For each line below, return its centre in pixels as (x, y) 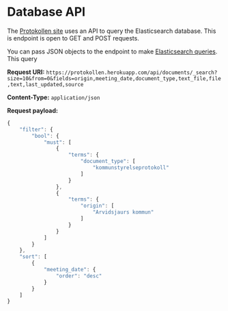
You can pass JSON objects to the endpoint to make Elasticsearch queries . (112, 51)
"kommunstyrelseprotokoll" (131, 168)
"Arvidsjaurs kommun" (123, 212)
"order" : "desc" (79, 276)
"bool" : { (45, 136)
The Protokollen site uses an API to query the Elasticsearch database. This (112, 31)
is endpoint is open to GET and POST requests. (73, 38)
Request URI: (26, 72)
